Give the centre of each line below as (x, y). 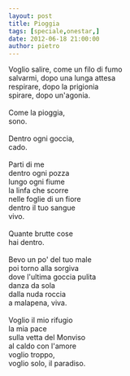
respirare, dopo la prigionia (54, 87)
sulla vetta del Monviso (47, 338)
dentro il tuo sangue (42, 208)
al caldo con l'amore (43, 346)
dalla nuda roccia (37, 295)
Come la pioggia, (37, 113)
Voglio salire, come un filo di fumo (65, 69)
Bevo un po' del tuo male (50, 260)
